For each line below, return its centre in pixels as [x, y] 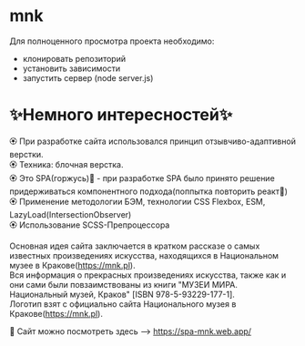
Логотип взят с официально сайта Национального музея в [123, 304]
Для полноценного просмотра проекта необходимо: [112, 41]
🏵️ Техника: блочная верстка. [66, 164]
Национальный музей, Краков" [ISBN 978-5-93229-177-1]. [122, 294]
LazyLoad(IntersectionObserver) [71, 214]
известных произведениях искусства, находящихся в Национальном [144, 255]
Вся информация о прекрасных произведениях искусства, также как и [148, 275]
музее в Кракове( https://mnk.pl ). [72, 265]
